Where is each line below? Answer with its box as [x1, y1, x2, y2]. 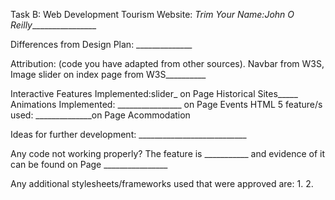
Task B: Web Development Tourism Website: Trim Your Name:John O [10, 9, 295, 20]
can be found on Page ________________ [10, 159, 168, 170]
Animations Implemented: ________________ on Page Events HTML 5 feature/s [10, 99, 323, 110]
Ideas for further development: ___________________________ [10, 129, 247, 140]
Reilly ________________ [10, 19, 97, 31]
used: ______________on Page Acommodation [10, 109, 191, 121]
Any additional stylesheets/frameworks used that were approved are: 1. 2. [10, 178, 314, 189]
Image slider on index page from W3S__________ [10, 69, 207, 80]
